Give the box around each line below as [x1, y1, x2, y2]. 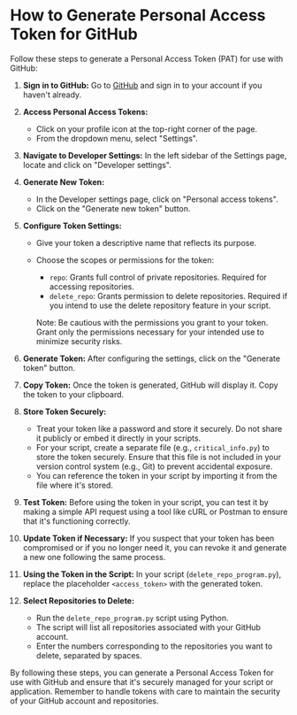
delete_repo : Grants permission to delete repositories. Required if [49, 290, 288, 301]
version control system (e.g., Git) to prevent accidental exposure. [35, 461, 273, 472]
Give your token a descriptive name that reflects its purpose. [35, 237, 257, 248]
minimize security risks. [35, 335, 123, 346]
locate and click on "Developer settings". [22, 159, 171, 170]
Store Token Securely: [22, 406, 107, 417]
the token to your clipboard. [22, 388, 125, 399]
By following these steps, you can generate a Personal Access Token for [10, 667, 274, 678]
